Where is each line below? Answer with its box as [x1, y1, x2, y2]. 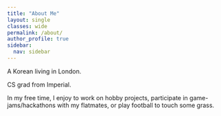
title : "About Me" [7, 10, 60, 17]
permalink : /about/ [7, 29, 63, 36]
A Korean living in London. [7, 67, 82, 76]
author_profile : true [7, 36, 69, 43]
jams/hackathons [7, 101, 56, 109]
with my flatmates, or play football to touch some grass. [57, 101, 215, 109]
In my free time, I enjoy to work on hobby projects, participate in [7, 93, 189, 102]
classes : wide [7, 23, 48, 30]
